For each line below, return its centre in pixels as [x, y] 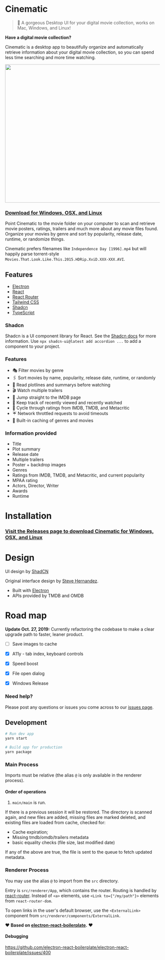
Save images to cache [35, 644]
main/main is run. [29, 803]
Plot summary [26, 449]
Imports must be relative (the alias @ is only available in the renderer [73, 775]
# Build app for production [34, 748]
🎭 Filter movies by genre [38, 370]
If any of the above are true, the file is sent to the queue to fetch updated [79, 852]
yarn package [18, 752]
